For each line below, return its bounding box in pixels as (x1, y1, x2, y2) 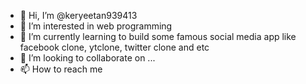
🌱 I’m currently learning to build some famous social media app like (19, 31, 297, 42)
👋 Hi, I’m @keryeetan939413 (19, 10, 138, 21)
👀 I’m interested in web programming (19, 20, 173, 32)
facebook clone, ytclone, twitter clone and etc (19, 41, 210, 53)
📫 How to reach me (19, 63, 103, 75)
